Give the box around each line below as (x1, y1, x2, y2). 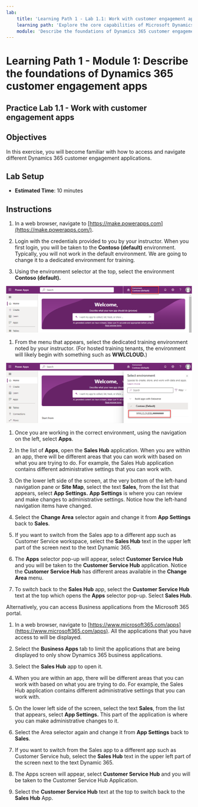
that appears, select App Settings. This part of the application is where (14, 711, 188, 718)
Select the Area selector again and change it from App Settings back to (14, 728, 189, 735)
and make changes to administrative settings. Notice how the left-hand (14, 495, 187, 503)
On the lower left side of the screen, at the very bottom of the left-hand (14, 477, 187, 484)
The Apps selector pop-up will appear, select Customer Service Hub (14, 555, 183, 562)
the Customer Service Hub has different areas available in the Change (14, 568, 187, 575)
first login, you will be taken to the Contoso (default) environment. (14, 244, 176, 251)
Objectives (6, 132, 47, 142)
